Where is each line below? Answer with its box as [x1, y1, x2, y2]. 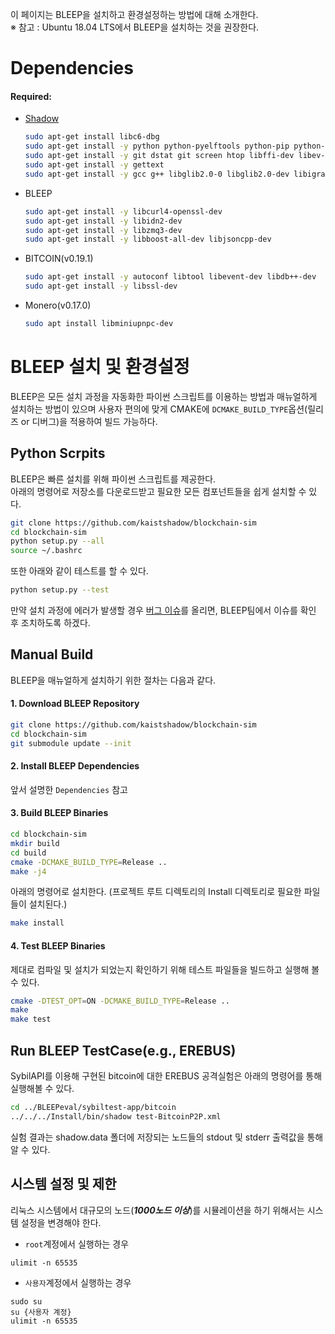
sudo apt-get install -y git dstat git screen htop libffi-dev [24, 151, 295, 161]
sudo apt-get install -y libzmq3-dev [24, 225, 183, 235]
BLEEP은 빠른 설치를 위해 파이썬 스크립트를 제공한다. [10, 473, 217, 485]
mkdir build [10, 838, 60, 848]
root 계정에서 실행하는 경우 [24, 1238, 130, 1250]
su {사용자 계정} [10, 1307, 72, 1317]
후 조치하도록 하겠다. [10, 617, 91, 629]
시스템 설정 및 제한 [10, 1176, 117, 1193]
